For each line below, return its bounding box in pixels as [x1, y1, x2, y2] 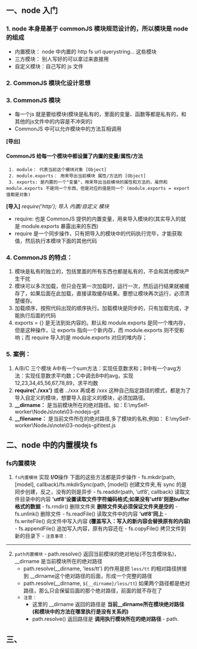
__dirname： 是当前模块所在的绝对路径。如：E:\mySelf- [14, 402, 150, 409]
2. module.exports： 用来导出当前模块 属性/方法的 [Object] [8, 173, 147, 179]
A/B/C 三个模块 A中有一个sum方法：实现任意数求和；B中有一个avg [14, 364, 176, 372]
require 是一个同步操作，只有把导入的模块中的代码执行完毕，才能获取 [14, 230, 183, 237]
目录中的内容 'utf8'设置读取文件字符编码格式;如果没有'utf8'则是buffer [19, 496, 189, 503]
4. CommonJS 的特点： [6, 253, 73, 262]
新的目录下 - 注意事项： [14, 533, 68, 540]
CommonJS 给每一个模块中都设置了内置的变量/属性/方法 [6, 152, 144, 159]
